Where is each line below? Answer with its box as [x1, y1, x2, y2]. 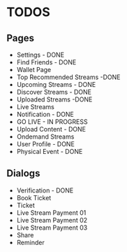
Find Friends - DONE [16, 58, 77, 66]
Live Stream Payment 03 [16, 223, 88, 232]
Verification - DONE [16, 186, 74, 195]
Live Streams [16, 103, 55, 111]
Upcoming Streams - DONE [16, 80, 96, 88]
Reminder [16, 238, 45, 246]
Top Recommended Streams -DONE [16, 73, 121, 81]
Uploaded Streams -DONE [16, 95, 93, 104]
